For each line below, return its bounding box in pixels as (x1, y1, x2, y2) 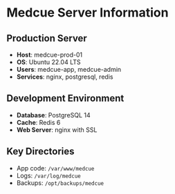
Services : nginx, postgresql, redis (16, 72, 113, 81)
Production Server (6, 32, 87, 44)
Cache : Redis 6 (16, 118, 61, 126)
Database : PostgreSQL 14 (16, 110, 91, 119)
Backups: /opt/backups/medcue (16, 178, 104, 187)
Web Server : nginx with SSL (16, 126, 98, 134)
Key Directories (6, 146, 75, 157)
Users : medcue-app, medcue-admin (16, 66, 122, 73)
